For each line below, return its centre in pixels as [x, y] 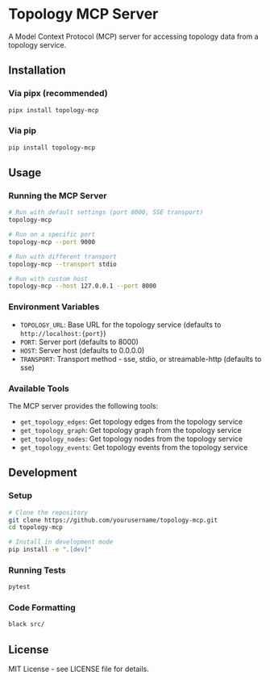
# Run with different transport [62, 256]
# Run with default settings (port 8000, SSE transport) [106, 212]
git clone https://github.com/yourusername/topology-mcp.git [113, 520]
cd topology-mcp [35, 527]
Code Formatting [42, 608]
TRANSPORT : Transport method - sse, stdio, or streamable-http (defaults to [141, 359]
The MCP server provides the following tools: [83, 405]
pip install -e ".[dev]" [50, 550]
